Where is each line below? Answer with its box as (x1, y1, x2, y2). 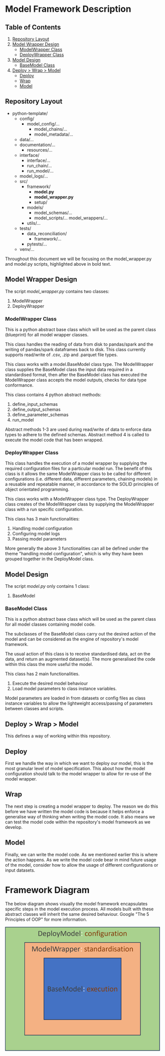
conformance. (5, 382, 33, 388)
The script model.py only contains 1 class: (5, 583, 90, 589)
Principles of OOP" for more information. (5, 916, 87, 922)
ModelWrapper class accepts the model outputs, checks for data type (5, 377, 147, 383)
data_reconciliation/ (27, 230, 67, 237)
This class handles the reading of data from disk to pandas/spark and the (5, 341, 154, 347)
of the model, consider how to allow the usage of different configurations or (5, 862, 159, 868)
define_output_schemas (12, 406, 61, 412)
